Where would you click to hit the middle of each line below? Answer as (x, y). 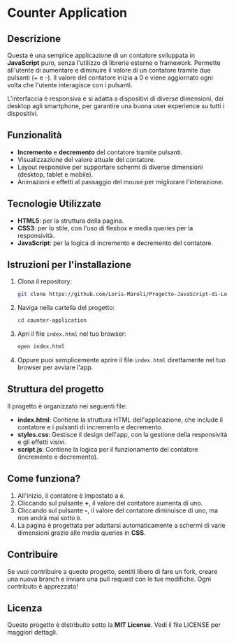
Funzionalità (35, 135)
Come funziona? (44, 479)
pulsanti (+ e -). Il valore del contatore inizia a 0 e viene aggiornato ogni (110, 77)
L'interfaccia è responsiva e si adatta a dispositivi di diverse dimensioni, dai (115, 98)
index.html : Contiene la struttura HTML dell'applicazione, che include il (120, 420)
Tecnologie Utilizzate (54, 204)
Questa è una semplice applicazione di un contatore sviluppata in (101, 55)
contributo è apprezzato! (43, 586)
